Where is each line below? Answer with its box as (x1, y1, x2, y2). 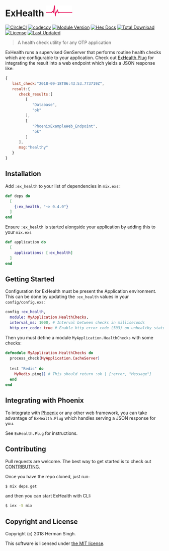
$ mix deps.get (5, 484, 37, 489)
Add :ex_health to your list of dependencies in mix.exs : (5, 183, 120, 189)
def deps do (5, 193, 30, 198)
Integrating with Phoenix (5, 396, 84, 405)
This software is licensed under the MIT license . (5, 540, 105, 546)
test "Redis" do (10, 366, 44, 371)
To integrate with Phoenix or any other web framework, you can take (5, 410, 147, 416)
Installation (5, 170, 41, 178)
